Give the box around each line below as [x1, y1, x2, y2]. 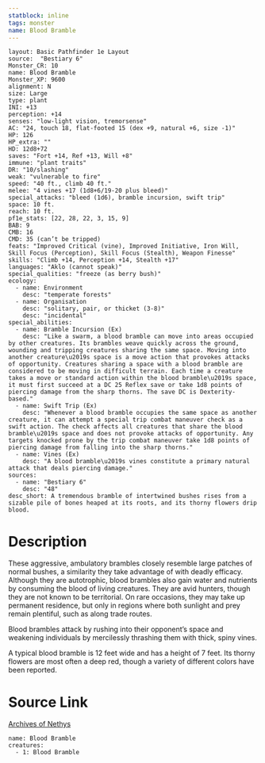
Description [8, 532, 87, 550]
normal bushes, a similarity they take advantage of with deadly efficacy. [8, 567, 244, 577]
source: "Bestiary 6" [8, 55, 83, 63]
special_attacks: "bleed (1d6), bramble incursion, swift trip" [8, 194, 225, 202]
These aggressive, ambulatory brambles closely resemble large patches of [8, 558, 252, 568]
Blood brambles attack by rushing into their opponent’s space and [8, 624, 224, 635]
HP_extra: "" [8, 138, 52, 147]
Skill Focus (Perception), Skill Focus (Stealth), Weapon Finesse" [8, 249, 236, 258]
